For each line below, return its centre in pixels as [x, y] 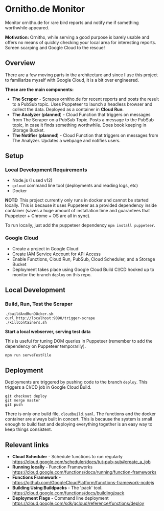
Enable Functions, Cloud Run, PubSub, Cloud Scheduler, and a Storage [83, 259]
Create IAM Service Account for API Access [57, 254]
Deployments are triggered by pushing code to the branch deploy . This [76, 382]
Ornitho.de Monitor [45, 9]
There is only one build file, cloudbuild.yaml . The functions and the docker [81, 414]
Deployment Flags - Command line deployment [60, 498]
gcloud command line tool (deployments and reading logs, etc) [75, 186]
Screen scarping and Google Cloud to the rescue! [55, 47]
